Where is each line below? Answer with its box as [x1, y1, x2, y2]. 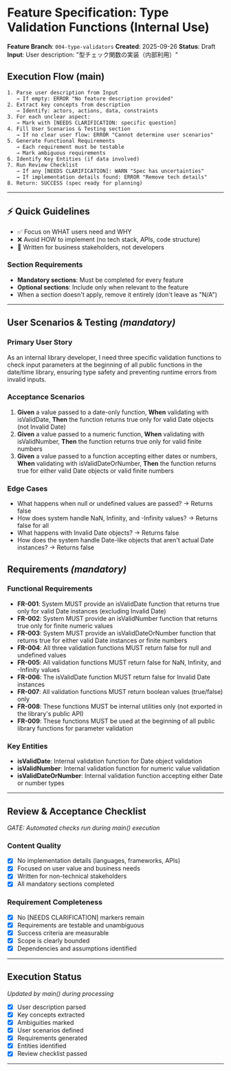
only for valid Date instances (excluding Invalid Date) [16, 606, 166, 615]
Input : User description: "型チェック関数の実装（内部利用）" [7, 50, 179, 59]
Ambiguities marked [16, 1019, 74, 1027]
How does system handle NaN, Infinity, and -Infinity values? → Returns [16, 514, 218, 522]
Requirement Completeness [7, 897, 103, 907]
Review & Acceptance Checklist [7, 805, 146, 817]
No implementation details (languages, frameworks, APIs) [16, 857, 181, 865]
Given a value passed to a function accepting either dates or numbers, [16, 451, 218, 460]
